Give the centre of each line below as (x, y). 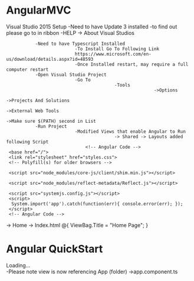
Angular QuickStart (55, 249)
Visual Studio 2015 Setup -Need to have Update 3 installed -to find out (92, 27)
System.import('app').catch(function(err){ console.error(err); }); (97, 204)
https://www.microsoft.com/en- (113, 54)
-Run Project (51, 126)
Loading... (18, 265)
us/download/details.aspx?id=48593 (50, 59)
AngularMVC (39, 10)
